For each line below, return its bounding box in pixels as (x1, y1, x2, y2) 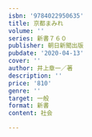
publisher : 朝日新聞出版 (8, 42, 84, 50)
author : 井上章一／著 (8, 64, 74, 73)
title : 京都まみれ (8, 19, 64, 27)
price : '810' (8, 79, 52, 87)
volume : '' (8, 27, 45, 35)
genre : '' (8, 86, 42, 95)
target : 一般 (8, 94, 50, 102)
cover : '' (8, 57, 42, 65)
